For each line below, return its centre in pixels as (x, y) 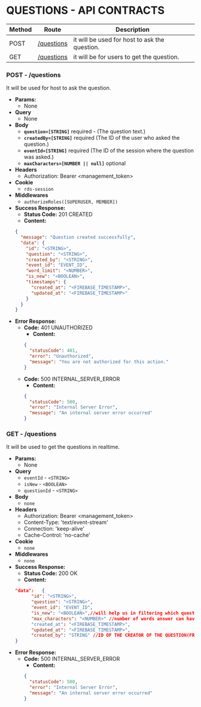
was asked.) (39, 157)
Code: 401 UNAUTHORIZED (58, 328)
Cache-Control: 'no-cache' (57, 535)
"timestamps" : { (46, 282)
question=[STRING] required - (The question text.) (85, 131)
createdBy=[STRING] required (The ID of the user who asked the (102, 138)
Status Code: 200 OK (51, 573)
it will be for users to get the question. (126, 56)
